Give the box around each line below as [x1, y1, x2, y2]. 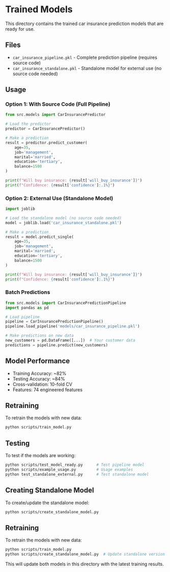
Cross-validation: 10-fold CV [12, 381, 73, 387]
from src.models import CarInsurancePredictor [5, 112, 106, 117]
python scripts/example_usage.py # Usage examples [5, 467, 133, 472]
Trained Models [5, 4, 73, 15]
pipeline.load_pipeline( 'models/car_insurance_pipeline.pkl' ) [5, 324, 140, 329]
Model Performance [5, 356, 70, 366]
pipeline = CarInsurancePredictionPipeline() [5, 319, 103, 324]
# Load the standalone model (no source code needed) [5, 216, 122, 221]
